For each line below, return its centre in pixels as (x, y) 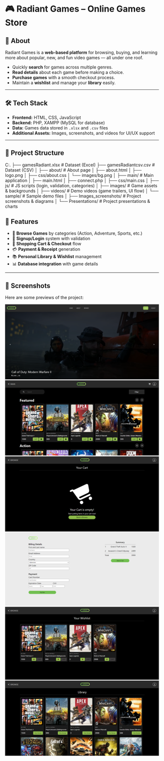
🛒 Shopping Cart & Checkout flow (47, 244)
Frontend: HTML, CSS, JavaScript (47, 117)
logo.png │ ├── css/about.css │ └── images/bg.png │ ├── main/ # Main (79, 175)
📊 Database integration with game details (55, 264)
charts (11, 206)
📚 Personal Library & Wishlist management (57, 257)
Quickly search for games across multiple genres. (62, 67)
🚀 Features (22, 222)
